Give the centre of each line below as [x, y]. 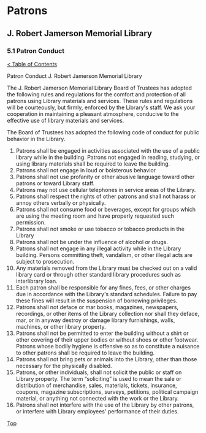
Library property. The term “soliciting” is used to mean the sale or [98, 378]
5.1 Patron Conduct [36, 51]
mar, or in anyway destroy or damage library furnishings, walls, [95, 320]
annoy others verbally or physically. [61, 202]
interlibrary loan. [36, 281]
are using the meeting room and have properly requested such [95, 216]
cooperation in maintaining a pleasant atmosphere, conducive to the [93, 113]
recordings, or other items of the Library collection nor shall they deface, [108, 313]
